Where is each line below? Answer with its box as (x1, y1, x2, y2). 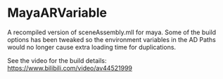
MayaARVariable (7, 5, 108, 21)
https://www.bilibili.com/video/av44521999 (7, 64, 132, 72)
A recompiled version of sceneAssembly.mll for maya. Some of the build (7, 28, 217, 36)
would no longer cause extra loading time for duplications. (7, 43, 177, 51)
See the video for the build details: (7, 56, 107, 64)
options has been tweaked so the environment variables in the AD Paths (7, 35, 216, 43)
